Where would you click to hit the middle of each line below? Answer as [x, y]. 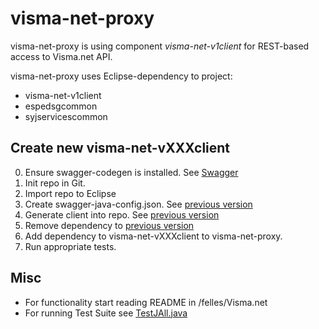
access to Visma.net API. [61, 56]
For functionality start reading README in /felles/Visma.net [146, 302]
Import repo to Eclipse [70, 193]
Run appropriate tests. [70, 246]
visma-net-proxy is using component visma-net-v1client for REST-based [160, 46]
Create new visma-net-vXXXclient [120, 148]
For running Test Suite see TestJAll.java [106, 313]
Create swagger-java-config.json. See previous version [138, 204]
